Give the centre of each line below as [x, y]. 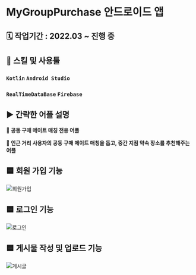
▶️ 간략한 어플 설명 [38, 115]
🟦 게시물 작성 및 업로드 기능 [54, 248]
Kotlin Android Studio [38, 78]
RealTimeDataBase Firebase [44, 94]
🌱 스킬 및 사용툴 [33, 60]
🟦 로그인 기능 [30, 209]
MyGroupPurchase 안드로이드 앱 [85, 12]
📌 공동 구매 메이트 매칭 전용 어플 [43, 130]
